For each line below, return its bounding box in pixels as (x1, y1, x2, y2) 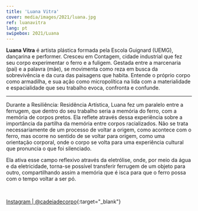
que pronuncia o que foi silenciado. (6, 145, 92, 152)
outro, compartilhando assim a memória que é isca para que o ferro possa (6, 169, 186, 176)
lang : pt (6, 25, 28, 31)
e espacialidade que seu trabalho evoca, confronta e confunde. (6, 84, 160, 91)
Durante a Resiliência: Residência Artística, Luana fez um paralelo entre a (6, 101, 184, 108)
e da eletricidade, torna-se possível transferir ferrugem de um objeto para (6, 163, 186, 170)
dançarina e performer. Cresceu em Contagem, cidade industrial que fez (6, 53, 183, 60)
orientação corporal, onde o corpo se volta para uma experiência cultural (6, 139, 184, 146)
